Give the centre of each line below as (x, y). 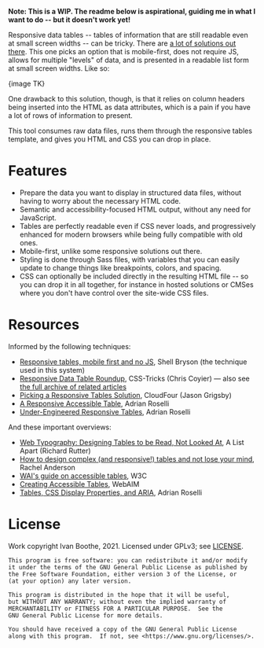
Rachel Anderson (48, 467)
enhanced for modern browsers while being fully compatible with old (131, 234)
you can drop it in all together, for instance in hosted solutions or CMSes (136, 284)
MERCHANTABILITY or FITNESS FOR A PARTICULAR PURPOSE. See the (115, 609)
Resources (44, 325)
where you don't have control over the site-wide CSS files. (114, 293)
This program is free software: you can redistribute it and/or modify (128, 560)
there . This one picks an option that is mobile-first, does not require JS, (124, 52)
